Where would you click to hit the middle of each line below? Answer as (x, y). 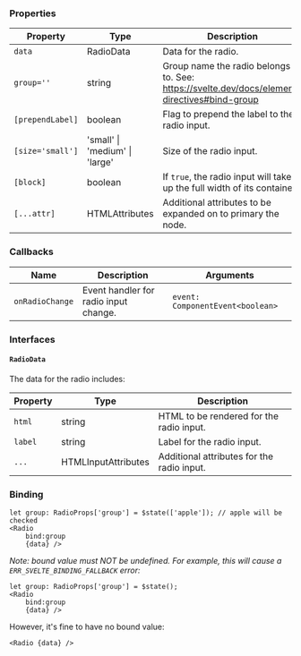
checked (24, 521)
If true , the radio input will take (227, 177)
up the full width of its (208, 188)
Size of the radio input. (210, 151)
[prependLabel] (46, 120)
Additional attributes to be (217, 202)
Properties (33, 13)
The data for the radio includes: (67, 379)
